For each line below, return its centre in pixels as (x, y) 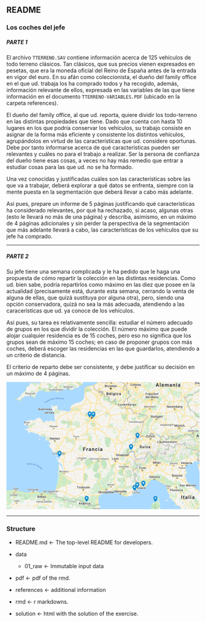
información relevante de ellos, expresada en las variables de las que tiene (101, 90)
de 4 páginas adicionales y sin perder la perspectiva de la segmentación (98, 224)
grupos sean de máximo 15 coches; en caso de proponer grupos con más (99, 342)
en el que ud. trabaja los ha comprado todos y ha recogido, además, (93, 84)
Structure (21, 529)
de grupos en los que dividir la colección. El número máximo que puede (97, 329)
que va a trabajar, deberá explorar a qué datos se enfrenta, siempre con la (100, 186)
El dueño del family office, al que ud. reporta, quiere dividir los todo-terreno (102, 115)
